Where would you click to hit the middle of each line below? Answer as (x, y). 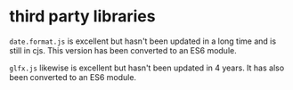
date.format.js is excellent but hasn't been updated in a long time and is (143, 41)
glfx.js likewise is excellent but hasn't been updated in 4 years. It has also (147, 68)
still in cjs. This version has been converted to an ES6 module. (123, 50)
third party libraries (82, 16)
